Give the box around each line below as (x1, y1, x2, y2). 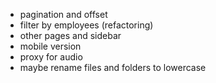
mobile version (19, 40, 82, 52)
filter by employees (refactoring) (19, 19, 154, 31)
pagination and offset (19, 9, 108, 20)
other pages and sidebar (19, 30, 122, 41)
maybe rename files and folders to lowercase (19, 62, 207, 73)
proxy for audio (19, 51, 83, 63)
